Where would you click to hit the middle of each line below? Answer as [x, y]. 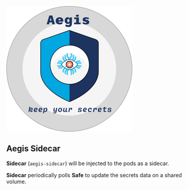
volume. [16, 182]
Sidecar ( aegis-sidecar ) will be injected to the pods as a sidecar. [88, 163]
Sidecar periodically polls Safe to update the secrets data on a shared [94, 175]
